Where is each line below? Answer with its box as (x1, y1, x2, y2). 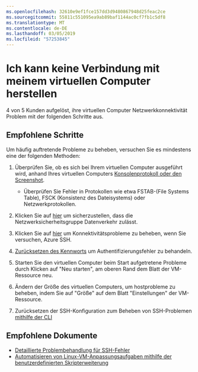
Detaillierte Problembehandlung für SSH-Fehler (14, 346, 130, 354)
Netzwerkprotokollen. (23, 200, 77, 208)
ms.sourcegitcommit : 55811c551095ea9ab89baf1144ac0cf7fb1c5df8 (6, 14, 166, 20)
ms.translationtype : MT (6, 20, 65, 26)
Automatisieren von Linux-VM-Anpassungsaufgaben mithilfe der (14, 352, 172, 360)
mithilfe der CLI (14, 313, 52, 320)
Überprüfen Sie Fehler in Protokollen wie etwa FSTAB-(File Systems (23, 187, 189, 195)
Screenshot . (14, 176, 45, 183)
